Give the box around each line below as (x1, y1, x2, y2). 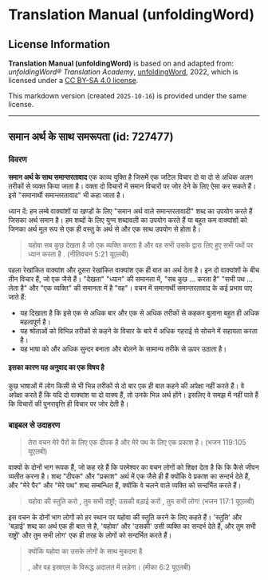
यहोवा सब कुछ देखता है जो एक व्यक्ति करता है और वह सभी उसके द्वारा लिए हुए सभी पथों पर (27, 240, 254, 249)
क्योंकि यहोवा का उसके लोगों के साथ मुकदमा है (27, 546, 143, 556)
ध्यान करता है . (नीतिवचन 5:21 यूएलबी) (27, 249, 129, 259)
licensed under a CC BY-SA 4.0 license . (8, 76, 139, 85)
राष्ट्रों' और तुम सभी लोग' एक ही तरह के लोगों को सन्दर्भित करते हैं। (8, 530, 172, 540)
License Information (8, 38, 110, 51)
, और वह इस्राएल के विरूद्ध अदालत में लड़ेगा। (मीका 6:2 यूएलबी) (27, 562, 191, 572)
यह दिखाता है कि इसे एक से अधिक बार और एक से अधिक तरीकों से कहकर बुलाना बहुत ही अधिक (19, 308, 260, 317)
